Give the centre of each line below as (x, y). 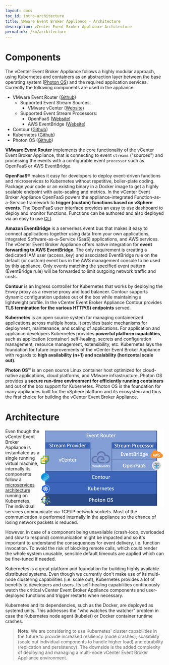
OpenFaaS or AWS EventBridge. (38, 166)
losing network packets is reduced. (42, 522)
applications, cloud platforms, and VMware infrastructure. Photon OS (91, 376)
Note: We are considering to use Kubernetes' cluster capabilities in (87, 631)
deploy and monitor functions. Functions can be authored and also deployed (84, 213)
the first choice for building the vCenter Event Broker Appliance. (72, 397)
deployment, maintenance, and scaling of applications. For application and (83, 328)
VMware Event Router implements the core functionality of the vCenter (80, 150)
